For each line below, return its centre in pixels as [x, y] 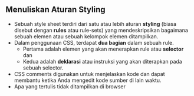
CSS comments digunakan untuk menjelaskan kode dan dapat [90, 74]
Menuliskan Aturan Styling [55, 10]
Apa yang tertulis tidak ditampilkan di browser [70, 86]
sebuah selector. [43, 68]
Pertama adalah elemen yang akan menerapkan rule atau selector [103, 49]
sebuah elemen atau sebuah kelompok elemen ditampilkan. [86, 36]
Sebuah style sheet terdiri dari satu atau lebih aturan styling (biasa [95, 24]
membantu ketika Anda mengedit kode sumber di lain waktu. [88, 80]
